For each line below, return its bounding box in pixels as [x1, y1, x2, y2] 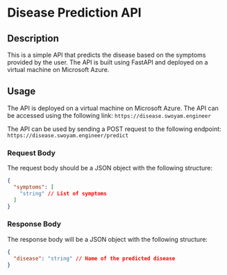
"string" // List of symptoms [19, 190, 108, 197]
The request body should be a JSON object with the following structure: [7, 164, 213, 172]
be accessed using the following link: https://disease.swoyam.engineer [7, 111, 212, 119]
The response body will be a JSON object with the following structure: [7, 235, 208, 243]
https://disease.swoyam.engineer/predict [7, 132, 129, 139]
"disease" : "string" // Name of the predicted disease [13, 255, 176, 262]
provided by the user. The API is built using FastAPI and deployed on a [7, 58, 208, 66]
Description [7, 33, 59, 44]
